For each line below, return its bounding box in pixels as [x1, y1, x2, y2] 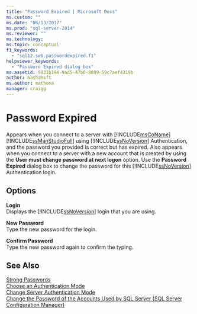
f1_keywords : [6, 47, 38, 53]
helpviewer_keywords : [6, 58, 60, 64]
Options [6, 186, 37, 196]
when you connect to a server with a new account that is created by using [6, 149, 187, 157]
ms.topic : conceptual [6, 42, 60, 48]
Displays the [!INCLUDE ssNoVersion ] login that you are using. [6, 208, 157, 215]
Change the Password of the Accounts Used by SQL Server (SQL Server [6, 295, 182, 302]
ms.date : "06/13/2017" [6, 20, 62, 25]
